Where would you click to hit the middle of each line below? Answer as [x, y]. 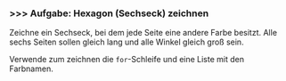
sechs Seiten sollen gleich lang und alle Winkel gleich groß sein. [127, 42]
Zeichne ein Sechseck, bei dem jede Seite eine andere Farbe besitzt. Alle [143, 33]
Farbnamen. [31, 69]
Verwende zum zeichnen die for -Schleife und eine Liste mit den [127, 60]
